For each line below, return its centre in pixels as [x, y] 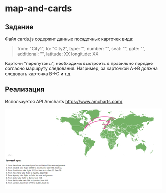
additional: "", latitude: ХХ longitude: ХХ [58, 54]
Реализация [25, 90]
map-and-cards [39, 9]
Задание [19, 27]
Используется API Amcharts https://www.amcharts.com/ [64, 101]
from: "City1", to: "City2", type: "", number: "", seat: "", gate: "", [81, 48]
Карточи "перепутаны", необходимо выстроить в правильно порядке [79, 63]
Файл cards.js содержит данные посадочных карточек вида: [69, 39]
